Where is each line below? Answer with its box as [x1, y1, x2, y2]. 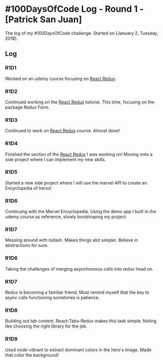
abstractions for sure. [5, 242, 49, 248]
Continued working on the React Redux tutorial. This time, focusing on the [5, 99, 155, 105]
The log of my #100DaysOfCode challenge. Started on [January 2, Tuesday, [5, 30, 159, 36]
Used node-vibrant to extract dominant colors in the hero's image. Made [5, 347, 152, 353]
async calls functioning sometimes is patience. [5, 295, 100, 301]
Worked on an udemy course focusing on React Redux [5, 75, 115, 82]
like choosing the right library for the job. [5, 323, 87, 329]
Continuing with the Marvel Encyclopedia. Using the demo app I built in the [5, 209, 156, 214]
